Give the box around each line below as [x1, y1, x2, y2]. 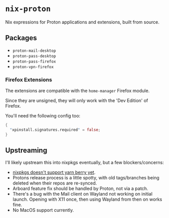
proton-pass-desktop [12, 53, 56, 58]
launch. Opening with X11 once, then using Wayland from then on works [12, 196, 162, 202]
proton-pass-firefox [12, 59, 56, 64]
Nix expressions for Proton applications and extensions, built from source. [5, 19, 160, 25]
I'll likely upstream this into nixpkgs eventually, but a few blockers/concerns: [5, 160, 164, 166]
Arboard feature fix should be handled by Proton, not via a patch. [12, 185, 148, 192]
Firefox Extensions [5, 76, 52, 83]
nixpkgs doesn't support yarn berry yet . [12, 169, 96, 175]
